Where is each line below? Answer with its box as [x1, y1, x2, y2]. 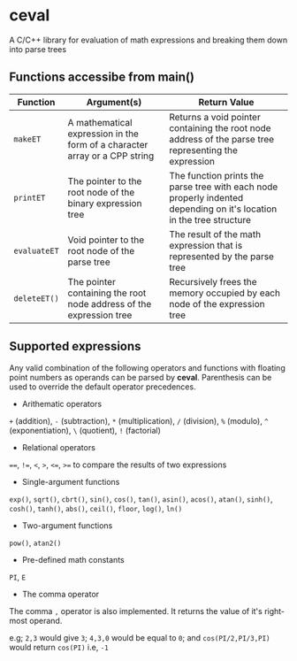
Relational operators [21, 442, 95, 452]
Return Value [198, 96, 255, 108]
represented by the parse [169, 250, 274, 262]
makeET [13, 134, 42, 144]
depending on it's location [169, 203, 278, 215]
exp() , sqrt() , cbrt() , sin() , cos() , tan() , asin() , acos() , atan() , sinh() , [9, 493, 273, 504]
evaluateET [13, 245, 59, 256]
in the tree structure [169, 213, 252, 226]
